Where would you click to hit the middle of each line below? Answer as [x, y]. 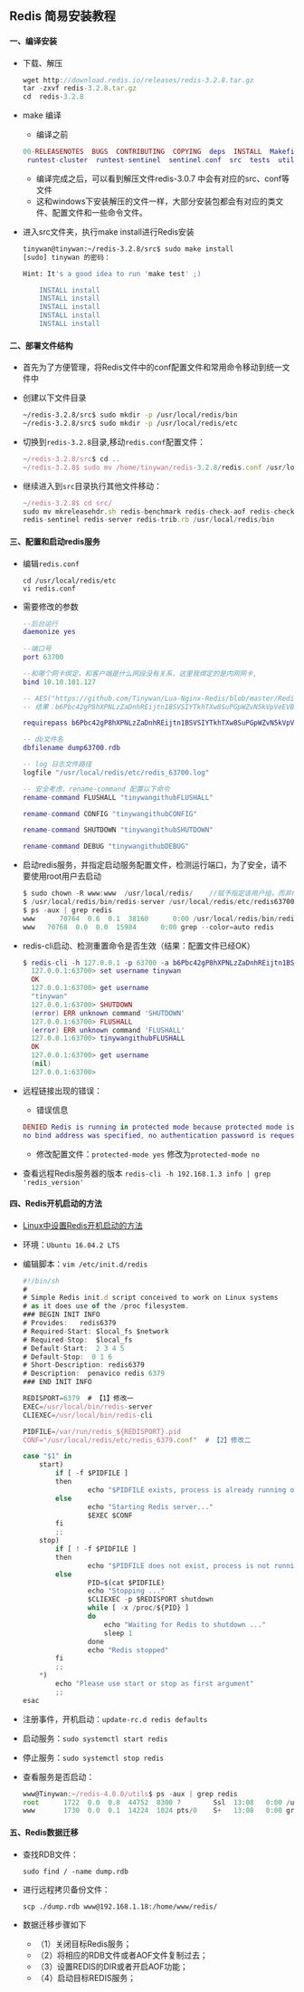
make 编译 [42, 115]
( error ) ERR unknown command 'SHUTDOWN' [108, 1013]
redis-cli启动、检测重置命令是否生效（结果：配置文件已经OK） [138, 946]
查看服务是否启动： [58, 1776]
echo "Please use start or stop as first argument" [155, 1684]
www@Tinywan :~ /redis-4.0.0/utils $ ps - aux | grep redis [130, 1794]
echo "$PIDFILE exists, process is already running [187, 1490]
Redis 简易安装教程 [62, 16]
